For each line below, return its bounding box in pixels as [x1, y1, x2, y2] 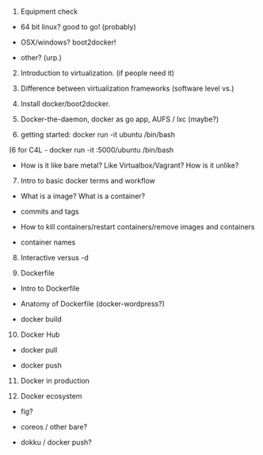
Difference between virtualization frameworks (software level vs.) [20, 83, 234, 93]
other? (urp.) [20, 53, 63, 62]
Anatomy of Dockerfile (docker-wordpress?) [20, 299, 166, 308]
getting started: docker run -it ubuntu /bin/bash [20, 130, 175, 139]
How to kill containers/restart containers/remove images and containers [20, 222, 255, 231]
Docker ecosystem [20, 391, 82, 400]
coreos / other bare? [20, 422, 88, 431]
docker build [20, 314, 62, 324]
